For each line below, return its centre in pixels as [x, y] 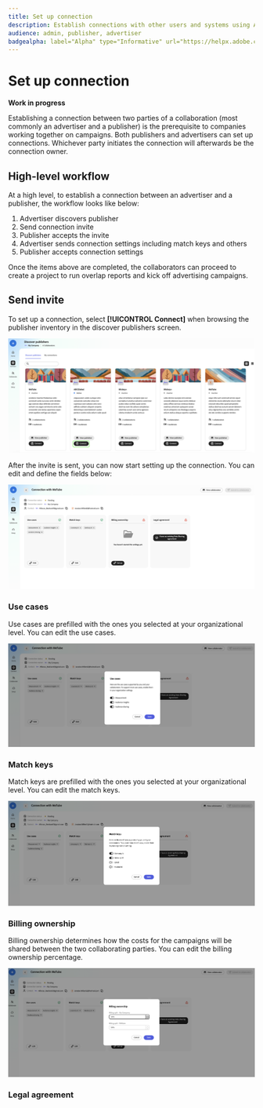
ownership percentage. [46, 957]
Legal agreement [41, 1095]
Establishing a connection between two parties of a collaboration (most [123, 118]
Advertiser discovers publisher [69, 219]
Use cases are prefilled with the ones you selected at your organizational [126, 624]
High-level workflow [59, 176]
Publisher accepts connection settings [81, 252]
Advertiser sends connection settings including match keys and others [133, 244]
